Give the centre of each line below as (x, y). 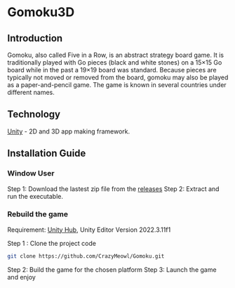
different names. (31, 92)
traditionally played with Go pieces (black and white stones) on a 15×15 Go (115, 63)
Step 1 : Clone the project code (52, 243)
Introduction (35, 38)
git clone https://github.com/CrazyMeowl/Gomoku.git (86, 256)
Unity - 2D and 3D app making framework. (69, 131)
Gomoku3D (41, 12)
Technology (34, 114)
